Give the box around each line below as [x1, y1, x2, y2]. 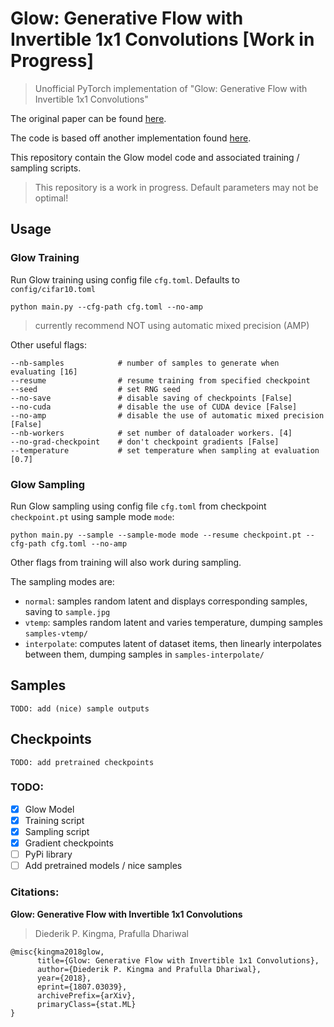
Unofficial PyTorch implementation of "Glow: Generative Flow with [34, 82, 308, 94]
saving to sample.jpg [24, 605, 111, 617]
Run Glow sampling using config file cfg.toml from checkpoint [10, 500, 267, 512]
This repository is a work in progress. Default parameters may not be [34, 181, 319, 193]
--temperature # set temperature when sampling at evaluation [10, 445, 320, 456]
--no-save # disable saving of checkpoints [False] [10, 393, 293, 403]
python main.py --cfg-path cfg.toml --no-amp [10, 302, 203, 312]
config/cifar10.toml [10, 284, 97, 294]
